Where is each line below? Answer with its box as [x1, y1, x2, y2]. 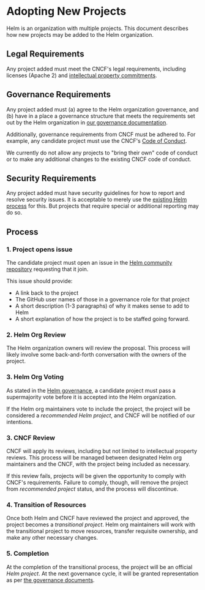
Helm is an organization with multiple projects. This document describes [6, 25, 188, 32]
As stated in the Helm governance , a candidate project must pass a [6, 387, 176, 394]
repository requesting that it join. [6, 265, 89, 273]
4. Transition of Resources [6, 501, 87, 509]
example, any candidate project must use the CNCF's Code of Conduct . [6, 137, 187, 145]
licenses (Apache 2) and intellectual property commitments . [6, 72, 157, 79]
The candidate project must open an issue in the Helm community [6, 259, 173, 267]
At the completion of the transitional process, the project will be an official [6, 563, 193, 570]
